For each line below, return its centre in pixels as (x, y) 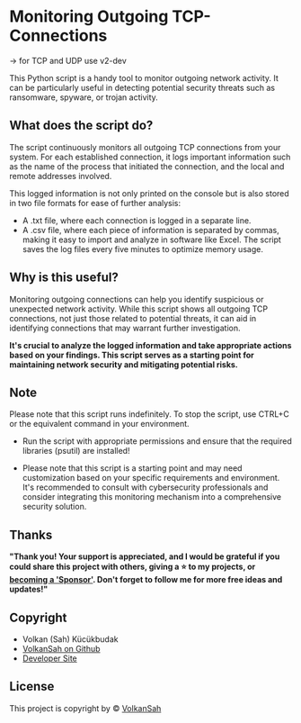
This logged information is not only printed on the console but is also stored (149, 193)
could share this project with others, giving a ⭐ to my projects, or (133, 567)
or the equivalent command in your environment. (100, 424)
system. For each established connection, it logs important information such (150, 157)
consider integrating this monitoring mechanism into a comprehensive (151, 497)
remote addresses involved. (61, 176)
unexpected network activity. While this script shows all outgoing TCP (139, 309)
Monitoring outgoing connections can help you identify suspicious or (137, 299)
